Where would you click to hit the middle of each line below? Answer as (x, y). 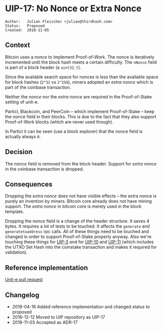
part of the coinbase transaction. (38, 87)
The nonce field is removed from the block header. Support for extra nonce (81, 164)
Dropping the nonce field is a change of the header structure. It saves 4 (77, 221)
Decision (19, 152)
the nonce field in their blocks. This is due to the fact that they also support (81, 117)
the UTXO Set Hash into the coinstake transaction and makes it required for (81, 247)
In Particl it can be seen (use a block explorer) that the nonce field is (74, 131)
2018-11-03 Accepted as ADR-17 (45, 322)
